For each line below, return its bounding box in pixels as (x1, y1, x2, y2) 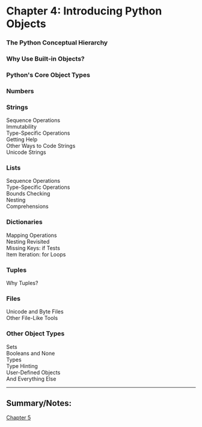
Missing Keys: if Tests (6, 244, 60, 251)
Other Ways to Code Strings (6, 143, 76, 150)
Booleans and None (6, 349, 55, 357)
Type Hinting (6, 362, 38, 369)
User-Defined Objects (6, 369, 61, 376)
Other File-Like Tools (6, 315, 58, 322)
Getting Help (6, 136, 38, 143)
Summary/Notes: (6, 398, 72, 408)
